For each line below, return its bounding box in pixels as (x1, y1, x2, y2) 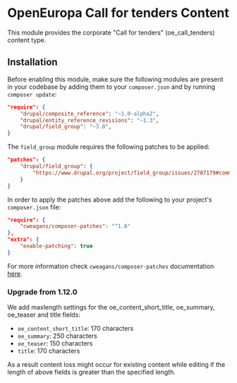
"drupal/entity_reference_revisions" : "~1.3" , (20, 116, 159, 124)
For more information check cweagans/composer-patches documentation (7, 262, 214, 270)
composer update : (7, 90, 57, 98)
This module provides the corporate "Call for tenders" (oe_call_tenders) (7, 28, 215, 37)
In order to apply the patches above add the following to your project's (7, 195, 212, 204)
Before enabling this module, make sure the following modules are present (7, 75, 224, 83)
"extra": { (7, 236, 39, 243)
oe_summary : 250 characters (17, 332, 97, 340)
